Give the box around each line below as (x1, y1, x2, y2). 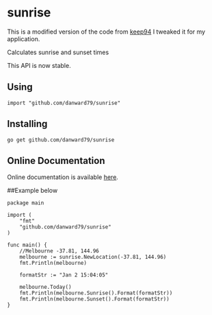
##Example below (7, 187, 58, 195)
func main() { (7, 242, 48, 248)
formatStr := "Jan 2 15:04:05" (19, 272, 109, 279)
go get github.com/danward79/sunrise (7, 136, 115, 143)
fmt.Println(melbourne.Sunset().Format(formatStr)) (19, 296, 170, 303)
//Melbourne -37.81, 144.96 (19, 248, 99, 255)
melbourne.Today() (19, 283, 72, 291)
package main (7, 200, 44, 207)
